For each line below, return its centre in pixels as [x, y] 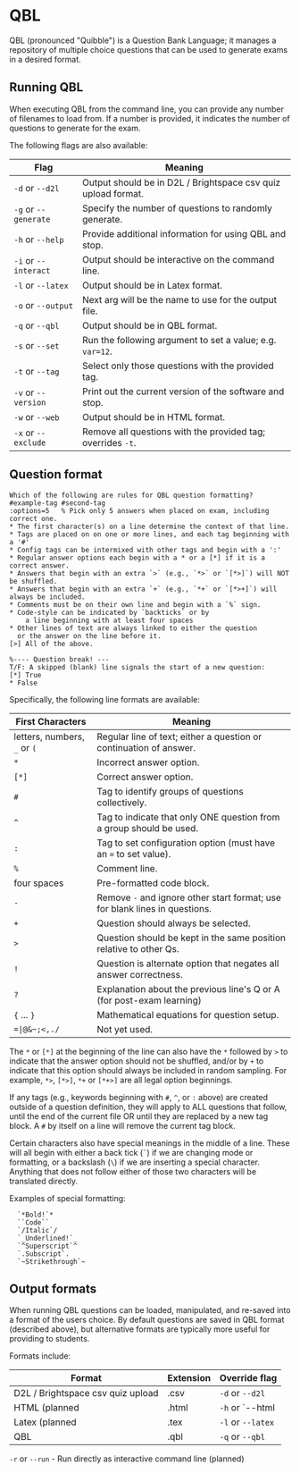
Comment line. [127, 868]
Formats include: [40, 1356]
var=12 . [97, 351]
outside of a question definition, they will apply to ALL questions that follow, [148, 1107]
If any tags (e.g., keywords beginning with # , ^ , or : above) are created [139, 1097]
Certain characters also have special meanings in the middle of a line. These [150, 1143]
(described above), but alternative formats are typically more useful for [140, 1329]
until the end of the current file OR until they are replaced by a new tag [139, 1116]
